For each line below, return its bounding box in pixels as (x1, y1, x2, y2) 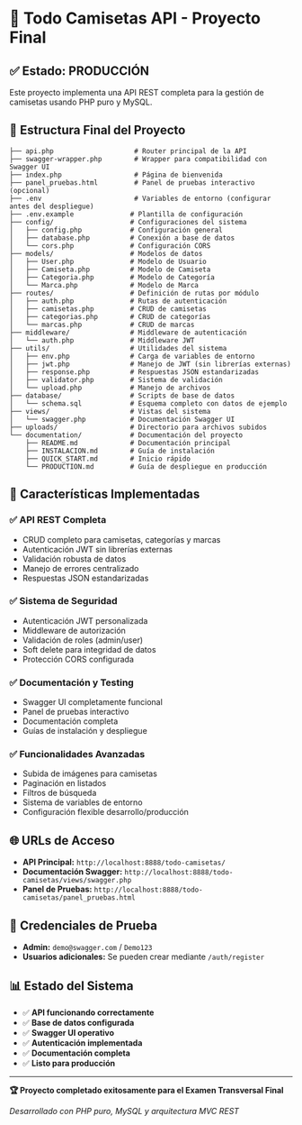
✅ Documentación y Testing (9, 676, 135, 689)
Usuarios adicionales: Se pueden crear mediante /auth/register (22, 951, 265, 963)
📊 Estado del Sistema (9, 978, 134, 994)
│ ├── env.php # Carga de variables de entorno (9, 352, 255, 361)
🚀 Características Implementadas (9, 487, 200, 502)
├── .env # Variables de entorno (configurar (9, 194, 271, 203)
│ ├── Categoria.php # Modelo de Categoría (9, 272, 216, 282)
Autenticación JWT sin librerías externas (22, 544, 173, 554)
